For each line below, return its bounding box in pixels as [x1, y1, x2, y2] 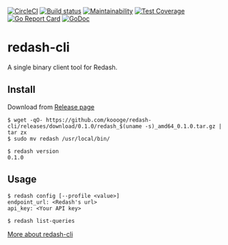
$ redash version [7, 147, 59, 155]
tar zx [7, 129, 27, 136]
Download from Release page [7, 102, 95, 111]
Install [7, 84, 36, 96]
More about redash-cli [7, 229, 74, 239]
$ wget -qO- [7, 116, 43, 124]
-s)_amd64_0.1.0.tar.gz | [144, 122, 222, 130]
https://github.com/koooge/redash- [45, 116, 152, 124]
